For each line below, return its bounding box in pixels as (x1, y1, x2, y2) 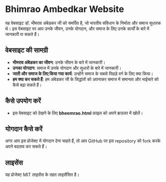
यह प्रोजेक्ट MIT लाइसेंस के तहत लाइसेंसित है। (5, 171, 80, 178)
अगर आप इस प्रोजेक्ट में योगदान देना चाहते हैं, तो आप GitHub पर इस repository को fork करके (5, 138, 161, 144)
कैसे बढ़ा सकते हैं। (12, 81, 42, 88)
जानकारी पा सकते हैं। (5, 31, 40, 37)
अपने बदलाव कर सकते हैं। (5, 143, 47, 149)
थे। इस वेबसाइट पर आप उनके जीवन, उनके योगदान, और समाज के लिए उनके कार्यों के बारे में (5, 25, 150, 31)
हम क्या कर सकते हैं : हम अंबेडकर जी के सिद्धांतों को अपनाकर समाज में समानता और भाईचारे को (12, 76, 159, 82)
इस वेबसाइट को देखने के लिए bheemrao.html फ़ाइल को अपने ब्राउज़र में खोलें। (12, 110, 143, 116)
